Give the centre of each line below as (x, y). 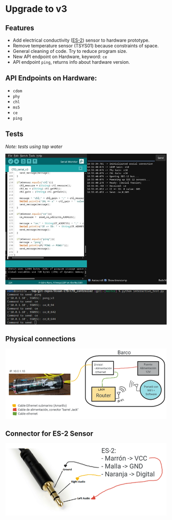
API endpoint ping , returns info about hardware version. (71, 62)
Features (20, 28)
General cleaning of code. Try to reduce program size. (70, 51)
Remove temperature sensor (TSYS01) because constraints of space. (85, 46)
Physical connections (40, 339)
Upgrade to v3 (36, 9)
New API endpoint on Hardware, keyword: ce (60, 57)
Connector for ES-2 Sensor (49, 433)
